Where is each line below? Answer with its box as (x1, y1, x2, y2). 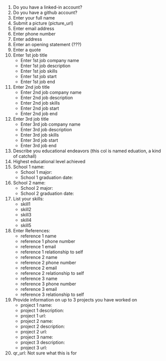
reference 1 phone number (20, 238, 76, 244)
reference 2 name (20, 254, 58, 260)
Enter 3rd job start (20, 137, 58, 143)
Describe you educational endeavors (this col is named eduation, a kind (13, 148, 161, 154)
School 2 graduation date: (20, 190, 74, 196)
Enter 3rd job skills (20, 132, 59, 138)
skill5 (20, 222, 32, 228)
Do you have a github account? (13, 10, 78, 16)
